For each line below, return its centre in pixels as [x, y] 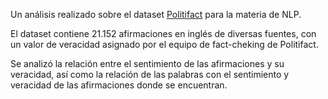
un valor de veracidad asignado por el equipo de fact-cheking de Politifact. [164, 44]
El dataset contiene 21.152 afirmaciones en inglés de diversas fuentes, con [163, 33]
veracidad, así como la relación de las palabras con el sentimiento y [150, 74]
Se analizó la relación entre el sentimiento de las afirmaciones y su [147, 63]
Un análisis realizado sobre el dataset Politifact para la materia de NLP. [156, 14]
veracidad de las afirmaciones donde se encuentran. [119, 85]
